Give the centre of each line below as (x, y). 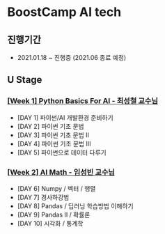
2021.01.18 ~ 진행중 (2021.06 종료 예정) (72, 57)
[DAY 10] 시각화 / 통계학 (50, 223)
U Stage (25, 80)
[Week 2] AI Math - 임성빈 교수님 (61, 172)
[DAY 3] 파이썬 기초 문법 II (53, 135)
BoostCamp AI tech (64, 12)
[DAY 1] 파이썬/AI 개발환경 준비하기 (65, 117)
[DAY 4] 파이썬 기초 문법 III (54, 143)
